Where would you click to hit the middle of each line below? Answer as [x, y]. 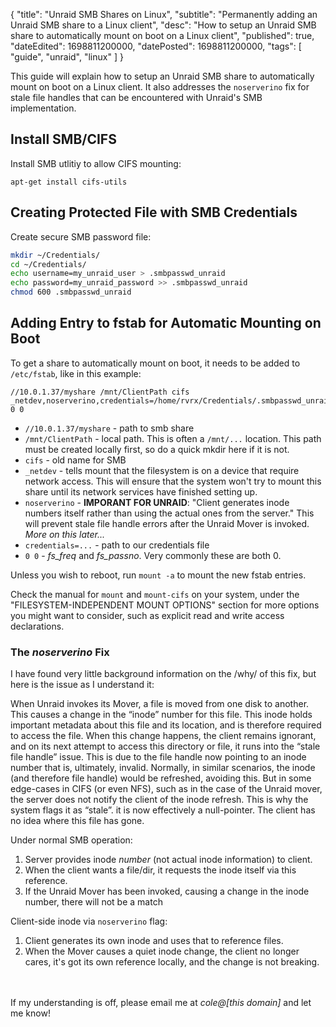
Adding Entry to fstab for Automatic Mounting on [166, 323]
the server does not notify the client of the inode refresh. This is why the [159, 800]
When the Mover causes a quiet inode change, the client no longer [162, 951]
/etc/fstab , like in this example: [76, 373]
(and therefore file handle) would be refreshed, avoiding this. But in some [161, 778]
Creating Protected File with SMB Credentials [154, 212]
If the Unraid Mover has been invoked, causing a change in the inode [167, 891]
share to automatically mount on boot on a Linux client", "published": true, [162, 35]
